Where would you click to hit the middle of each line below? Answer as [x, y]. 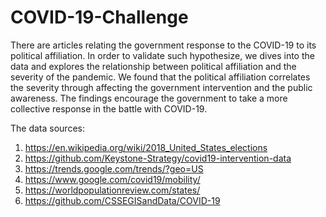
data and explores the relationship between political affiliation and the [153, 66]
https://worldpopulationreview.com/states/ [112, 190]
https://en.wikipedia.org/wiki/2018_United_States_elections [146, 147]
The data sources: [47, 128]
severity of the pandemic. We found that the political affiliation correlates [160, 77]
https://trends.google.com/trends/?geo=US [114, 168]
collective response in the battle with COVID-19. [109, 108]
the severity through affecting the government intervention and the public [161, 87]
